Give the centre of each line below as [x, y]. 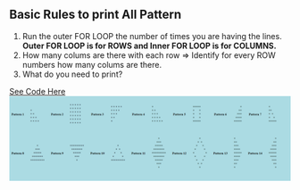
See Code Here [37, 91]
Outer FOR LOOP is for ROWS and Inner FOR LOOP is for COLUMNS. [149, 45]
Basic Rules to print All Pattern [96, 15]
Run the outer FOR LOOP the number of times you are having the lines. [152, 36]
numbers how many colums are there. [92, 64]
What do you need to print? [72, 74]
